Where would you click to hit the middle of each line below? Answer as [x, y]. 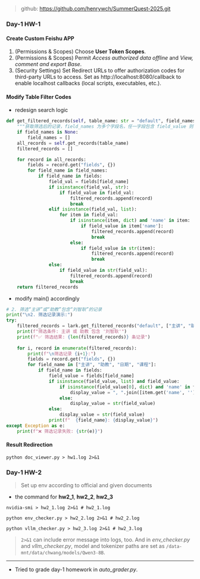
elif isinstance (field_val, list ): [93, 209]
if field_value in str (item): [118, 248]
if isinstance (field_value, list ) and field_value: [114, 381]
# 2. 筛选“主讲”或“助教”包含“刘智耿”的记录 [54, 309]
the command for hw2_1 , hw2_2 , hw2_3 [64, 497]
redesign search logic [41, 110]
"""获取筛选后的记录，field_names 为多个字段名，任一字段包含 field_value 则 [105, 127]
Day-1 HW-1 [24, 24]
